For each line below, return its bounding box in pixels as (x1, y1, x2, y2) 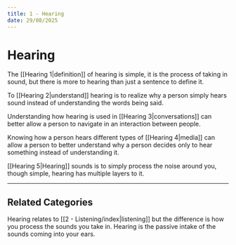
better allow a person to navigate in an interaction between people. (7, 120, 202, 128)
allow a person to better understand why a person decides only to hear (7, 141, 213, 150)
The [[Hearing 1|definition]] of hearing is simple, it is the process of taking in (7, 70, 228, 79)
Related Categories (7, 196, 93, 208)
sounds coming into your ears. (7, 230, 96, 239)
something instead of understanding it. (7, 148, 119, 157)
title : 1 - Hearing (7, 10, 65, 18)
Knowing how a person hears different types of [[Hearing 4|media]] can (7, 133, 216, 142)
